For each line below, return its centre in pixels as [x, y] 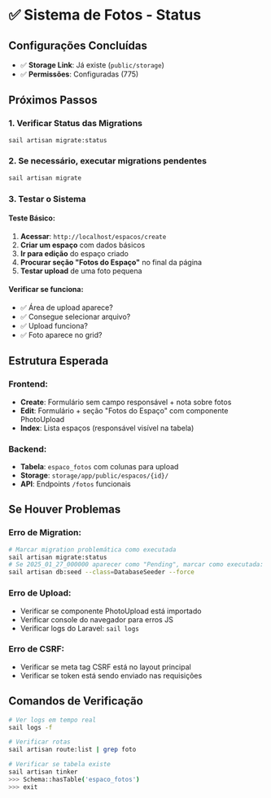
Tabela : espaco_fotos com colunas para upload [99, 467]
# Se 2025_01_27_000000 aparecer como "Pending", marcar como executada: [136, 565]
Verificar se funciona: [46, 290]
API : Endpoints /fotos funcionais [76, 484]
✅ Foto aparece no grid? [61, 335]
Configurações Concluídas [78, 45]
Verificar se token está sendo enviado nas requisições [111, 675]
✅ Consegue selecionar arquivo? [75, 317]
